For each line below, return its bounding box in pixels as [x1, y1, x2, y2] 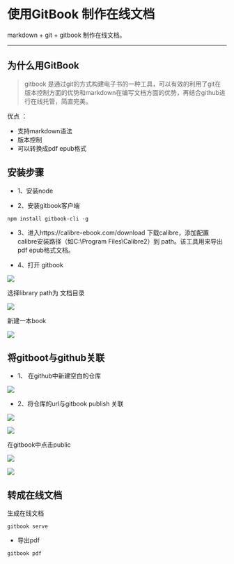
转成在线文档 [7, 489, 63, 501]
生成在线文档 [7, 509, 44, 517]
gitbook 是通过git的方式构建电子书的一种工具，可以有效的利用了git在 [24, 80, 221, 88]
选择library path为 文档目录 [7, 288, 85, 297]
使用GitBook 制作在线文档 [7, 6, 155, 22]
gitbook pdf [7, 550, 42, 557]
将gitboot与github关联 [7, 352, 105, 364]
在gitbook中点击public [7, 440, 71, 449]
